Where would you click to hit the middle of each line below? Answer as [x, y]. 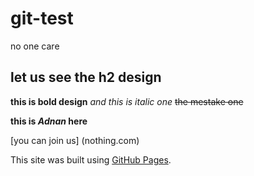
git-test [42, 18]
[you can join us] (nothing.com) [75, 140]
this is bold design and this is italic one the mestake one [127, 101]
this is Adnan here [49, 121]
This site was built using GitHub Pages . [91, 159]
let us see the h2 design [86, 77]
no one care [35, 46]
